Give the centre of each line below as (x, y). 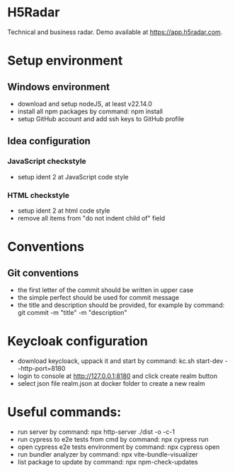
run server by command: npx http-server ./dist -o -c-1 (96, 432)
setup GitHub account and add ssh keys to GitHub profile (101, 118)
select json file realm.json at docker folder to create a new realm (111, 383)
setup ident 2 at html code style (64, 211)
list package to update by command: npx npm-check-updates (108, 462)
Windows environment (58, 87)
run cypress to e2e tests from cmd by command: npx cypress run (113, 439)
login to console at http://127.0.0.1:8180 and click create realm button (117, 376)
